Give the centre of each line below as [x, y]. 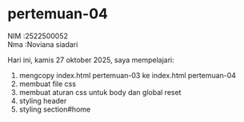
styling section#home [55, 109]
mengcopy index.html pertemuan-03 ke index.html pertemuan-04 [128, 75]
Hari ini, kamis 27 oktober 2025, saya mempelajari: [91, 60]
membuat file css [48, 84]
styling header [43, 100]
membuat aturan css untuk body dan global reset [100, 92]
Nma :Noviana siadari [43, 44]
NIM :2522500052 [38, 36]
